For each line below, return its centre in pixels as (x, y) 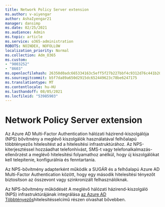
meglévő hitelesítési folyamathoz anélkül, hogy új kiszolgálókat (96, 155)
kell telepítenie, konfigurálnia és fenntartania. (51, 160)
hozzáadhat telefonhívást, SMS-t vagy (74, 149)
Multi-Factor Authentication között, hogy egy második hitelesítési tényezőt (80, 175)
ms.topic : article (24, 37)
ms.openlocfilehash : (26, 73)
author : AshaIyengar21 (28, 19)
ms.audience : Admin (25, 32)
